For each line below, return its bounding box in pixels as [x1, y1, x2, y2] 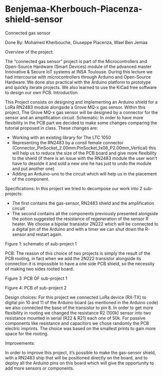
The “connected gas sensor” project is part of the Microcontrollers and [5, 58, 147, 64]
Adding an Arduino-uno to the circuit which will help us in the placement [12, 171, 157, 177]
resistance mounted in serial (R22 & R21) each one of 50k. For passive [5, 315, 146, 321]
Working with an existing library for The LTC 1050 [12, 134, 111, 140]
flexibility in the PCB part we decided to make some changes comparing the [5, 120, 157, 126]
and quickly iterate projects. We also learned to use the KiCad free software [5, 84, 157, 90]
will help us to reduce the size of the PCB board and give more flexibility [12, 150, 157, 156]
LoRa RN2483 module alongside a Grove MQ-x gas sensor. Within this [5, 104, 146, 110]
